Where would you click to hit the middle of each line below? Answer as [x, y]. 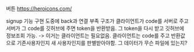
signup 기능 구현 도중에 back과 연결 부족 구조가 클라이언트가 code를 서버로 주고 [97, 21]
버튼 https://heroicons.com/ [39, 8]
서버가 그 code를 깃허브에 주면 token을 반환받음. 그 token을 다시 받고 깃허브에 [95, 28]
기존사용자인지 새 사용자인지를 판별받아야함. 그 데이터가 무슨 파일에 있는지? [102, 43]
